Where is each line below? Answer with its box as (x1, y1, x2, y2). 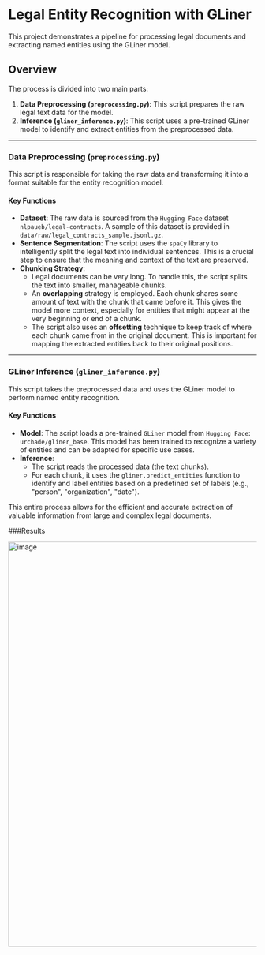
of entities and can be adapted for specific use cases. (19, 444, 195, 455)
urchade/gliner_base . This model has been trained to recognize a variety (19, 436, 256, 446)
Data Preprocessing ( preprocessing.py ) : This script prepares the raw (19, 99, 245, 108)
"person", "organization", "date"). (31, 487, 140, 496)
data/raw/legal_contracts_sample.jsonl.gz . (19, 230, 164, 240)
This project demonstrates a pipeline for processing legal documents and (8, 32, 246, 41)
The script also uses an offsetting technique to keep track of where (31, 322, 252, 332)
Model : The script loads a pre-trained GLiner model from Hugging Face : (19, 428, 251, 437)
